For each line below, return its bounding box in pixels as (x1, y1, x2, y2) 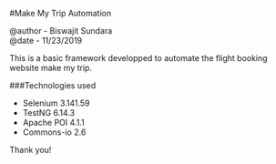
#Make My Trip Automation (9, 8, 112, 18)
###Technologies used (9, 80, 97, 90)
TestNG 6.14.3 (22, 108, 76, 118)
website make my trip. (9, 63, 93, 73)
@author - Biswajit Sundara (9, 26, 113, 36)
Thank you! (9, 145, 52, 155)
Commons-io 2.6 (22, 127, 87, 138)
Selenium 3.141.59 (22, 97, 90, 108)
